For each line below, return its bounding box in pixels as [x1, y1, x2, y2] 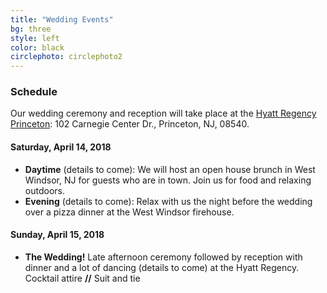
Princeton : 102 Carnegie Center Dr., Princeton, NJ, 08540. [10, 118, 250, 130]
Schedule [10, 85, 58, 99]
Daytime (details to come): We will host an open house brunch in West [24, 163, 316, 175]
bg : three [10, 24, 52, 34]
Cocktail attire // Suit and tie [24, 272, 141, 284]
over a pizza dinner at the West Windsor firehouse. [24, 206, 235, 218]
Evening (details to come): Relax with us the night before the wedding [24, 195, 313, 207]
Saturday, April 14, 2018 [10, 141, 112, 153]
